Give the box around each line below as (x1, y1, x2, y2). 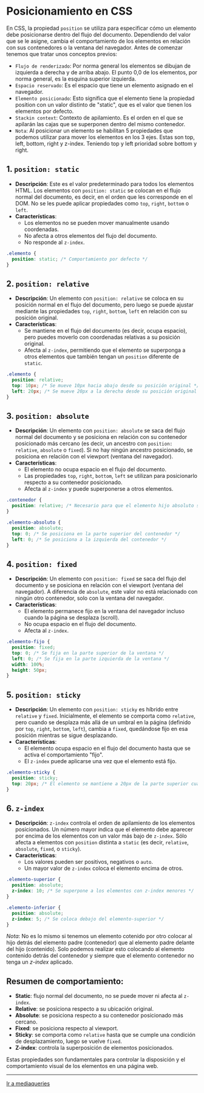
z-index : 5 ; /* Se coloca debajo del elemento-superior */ (12, 916, 165, 922)
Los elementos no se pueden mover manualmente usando (24, 219, 170, 226)
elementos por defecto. (15, 107, 74, 115)
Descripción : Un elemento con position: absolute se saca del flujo (15, 427, 185, 434)
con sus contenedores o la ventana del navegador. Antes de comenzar (6, 44, 183, 51)
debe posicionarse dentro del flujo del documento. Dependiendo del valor (6, 30, 191, 38)
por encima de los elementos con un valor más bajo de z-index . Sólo (15, 832, 187, 839)
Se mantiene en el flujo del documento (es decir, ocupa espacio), (24, 327, 187, 335)
